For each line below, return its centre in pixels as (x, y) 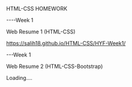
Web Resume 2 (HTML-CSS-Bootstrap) (55, 66)
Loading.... (19, 78)
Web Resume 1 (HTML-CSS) (41, 32)
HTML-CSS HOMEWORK (37, 9)
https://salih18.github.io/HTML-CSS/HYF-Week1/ (66, 43)
